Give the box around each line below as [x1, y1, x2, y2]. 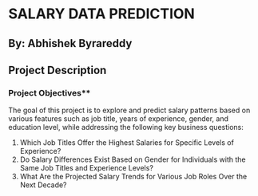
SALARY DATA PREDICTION [8, 5, 196, 23]
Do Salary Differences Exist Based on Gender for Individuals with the [19, 155, 246, 164]
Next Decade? [19, 180, 67, 190]
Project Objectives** [8, 87, 91, 98]
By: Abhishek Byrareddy [8, 37, 133, 50]
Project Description [8, 63, 107, 76]
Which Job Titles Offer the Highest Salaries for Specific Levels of [19, 138, 234, 147]
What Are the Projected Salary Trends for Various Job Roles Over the [19, 172, 248, 182]
